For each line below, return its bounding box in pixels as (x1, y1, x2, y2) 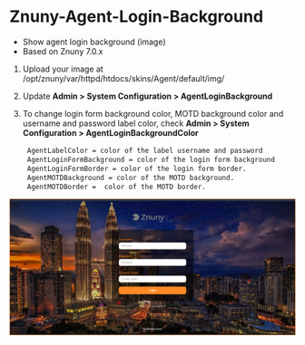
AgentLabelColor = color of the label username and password (26, 146, 263, 155)
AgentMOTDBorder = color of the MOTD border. (26, 182, 206, 191)
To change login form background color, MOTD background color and (22, 108, 284, 119)
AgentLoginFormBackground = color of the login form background (26, 155, 275, 164)
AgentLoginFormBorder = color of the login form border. (26, 164, 247, 173)
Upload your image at (22, 63, 104, 74)
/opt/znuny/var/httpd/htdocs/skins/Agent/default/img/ (22, 72, 225, 83)
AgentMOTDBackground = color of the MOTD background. (26, 173, 235, 182)
